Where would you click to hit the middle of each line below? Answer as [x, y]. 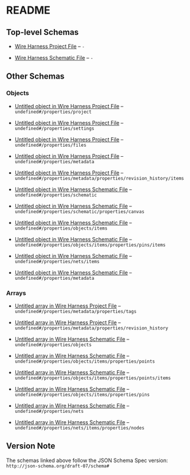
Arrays [16, 293]
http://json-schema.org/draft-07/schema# [58, 466]
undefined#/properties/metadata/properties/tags [76, 311]
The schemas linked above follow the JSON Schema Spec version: [87, 460]
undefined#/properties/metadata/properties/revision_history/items [99, 178]
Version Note [31, 446]
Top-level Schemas [42, 32]
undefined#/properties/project [53, 112]
